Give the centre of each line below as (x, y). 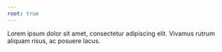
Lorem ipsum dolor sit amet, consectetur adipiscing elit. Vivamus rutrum (111, 33)
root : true (23, 14)
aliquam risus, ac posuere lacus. (54, 41)
